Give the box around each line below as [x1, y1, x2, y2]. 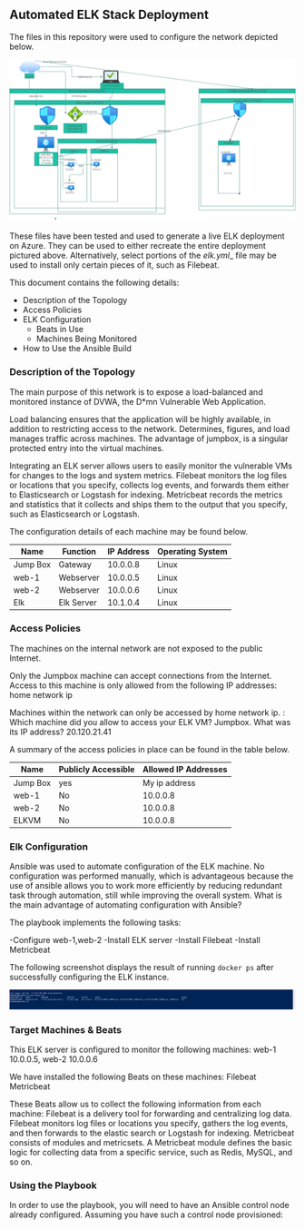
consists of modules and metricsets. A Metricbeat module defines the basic [9, 1136, 292, 1147]
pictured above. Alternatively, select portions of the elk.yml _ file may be [9, 250, 277, 261]
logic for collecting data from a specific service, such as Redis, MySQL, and [9, 1146, 293, 1157]
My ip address [142, 777, 196, 788]
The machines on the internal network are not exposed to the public [9, 643, 263, 654]
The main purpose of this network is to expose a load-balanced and [9, 386, 263, 398]
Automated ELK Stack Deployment [9, 7, 209, 23]
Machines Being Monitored [35, 333, 138, 344]
